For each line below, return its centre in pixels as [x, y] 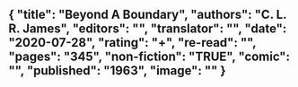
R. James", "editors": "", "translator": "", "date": [148, 29]
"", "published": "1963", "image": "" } [117, 71]
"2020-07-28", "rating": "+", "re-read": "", [132, 43]
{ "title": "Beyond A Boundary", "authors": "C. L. [148, 15]
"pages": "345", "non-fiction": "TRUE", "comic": [149, 57]
